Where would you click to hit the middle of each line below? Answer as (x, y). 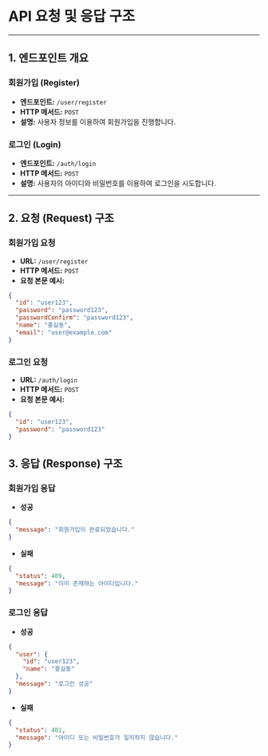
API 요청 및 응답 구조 (72, 16)
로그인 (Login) (35, 144)
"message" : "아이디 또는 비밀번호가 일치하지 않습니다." (97, 738)
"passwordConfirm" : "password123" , (75, 318)
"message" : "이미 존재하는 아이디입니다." (77, 584)
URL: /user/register (54, 261)
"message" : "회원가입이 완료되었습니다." (75, 530)
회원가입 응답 (32, 488)
